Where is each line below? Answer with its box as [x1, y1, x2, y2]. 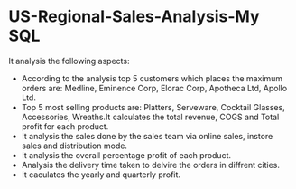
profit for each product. [21, 120, 109, 132]
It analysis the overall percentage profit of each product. [21, 149, 232, 160]
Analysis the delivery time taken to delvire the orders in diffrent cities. [21, 159, 281, 170]
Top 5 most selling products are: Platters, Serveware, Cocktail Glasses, [21, 101, 285, 112]
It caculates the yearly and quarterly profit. [21, 169, 181, 180]
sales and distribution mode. [21, 140, 128, 151]
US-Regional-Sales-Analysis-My [8, 6, 260, 27]
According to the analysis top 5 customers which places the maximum [21, 72, 283, 83]
